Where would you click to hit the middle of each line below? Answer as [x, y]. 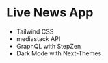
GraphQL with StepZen [49, 46]
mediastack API [38, 38]
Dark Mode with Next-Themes [59, 53]
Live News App [50, 13]
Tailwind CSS [35, 32]
